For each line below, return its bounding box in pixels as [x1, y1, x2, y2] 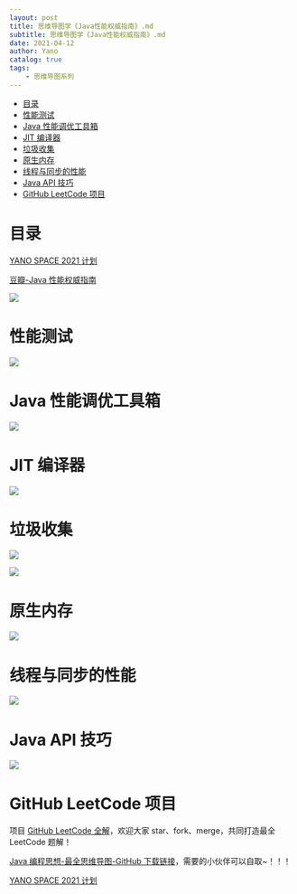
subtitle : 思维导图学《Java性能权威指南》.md [9, 30, 166, 39]
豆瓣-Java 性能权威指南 [9, 274, 97, 285]
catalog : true [9, 55, 63, 64]
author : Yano [9, 47, 59, 56]
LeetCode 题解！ [9, 837, 72, 848]
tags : [9, 64, 30, 73]
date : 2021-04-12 [9, 38, 75, 48]
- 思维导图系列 [25, 72, 75, 81]
